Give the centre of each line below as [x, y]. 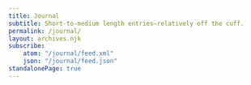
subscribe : [27, 46]
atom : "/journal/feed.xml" [68, 53]
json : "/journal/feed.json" [70, 62]
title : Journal [34, 16]
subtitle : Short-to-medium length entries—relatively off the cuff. [126, 23]
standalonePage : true [45, 69]
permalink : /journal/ [45, 31]
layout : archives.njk [45, 38]
